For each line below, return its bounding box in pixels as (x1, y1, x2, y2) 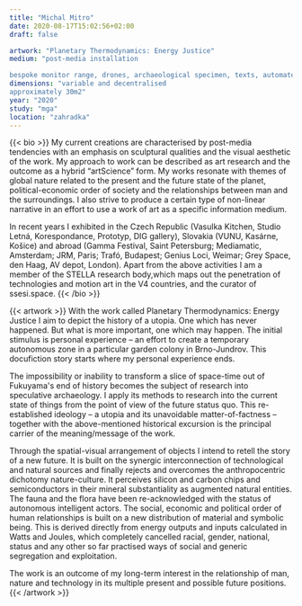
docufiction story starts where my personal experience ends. (9, 353, 235, 364)
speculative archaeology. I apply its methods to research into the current (9, 390, 279, 401)
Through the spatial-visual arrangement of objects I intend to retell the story (9, 446, 290, 457)
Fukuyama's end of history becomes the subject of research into (9, 380, 249, 391)
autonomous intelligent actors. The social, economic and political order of (9, 503, 282, 513)
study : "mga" (9, 104, 58, 113)
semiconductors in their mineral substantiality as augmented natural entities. (9, 484, 292, 495)
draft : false (9, 30, 58, 39)
